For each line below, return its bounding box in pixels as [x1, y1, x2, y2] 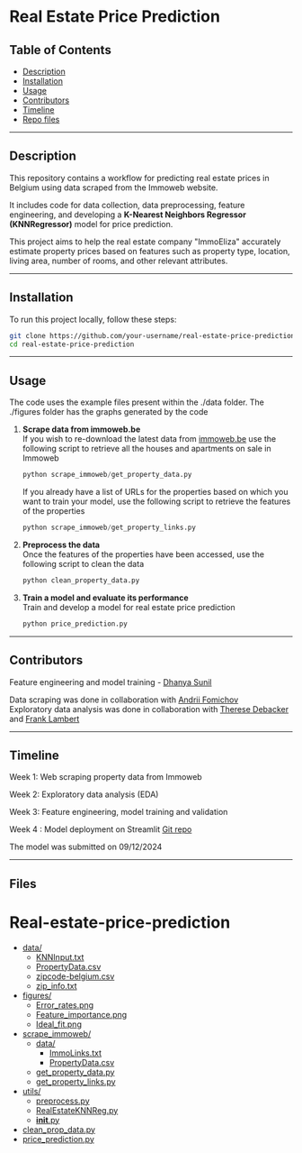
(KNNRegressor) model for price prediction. [9, 218, 173, 229]
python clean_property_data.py [22, 575, 140, 585]
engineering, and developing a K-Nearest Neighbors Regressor [9, 209, 247, 220]
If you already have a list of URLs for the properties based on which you [22, 487, 289, 498]
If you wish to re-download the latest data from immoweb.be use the [22, 434, 277, 444]
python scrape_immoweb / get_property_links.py [22, 523, 196, 533]
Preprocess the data [22, 539, 101, 550]
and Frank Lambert [9, 713, 80, 724]
